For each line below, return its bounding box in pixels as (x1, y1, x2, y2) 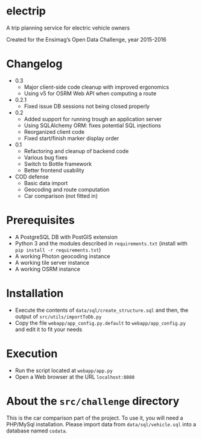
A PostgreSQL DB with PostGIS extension (14, 233, 118, 241)
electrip (6, 4, 46, 18)
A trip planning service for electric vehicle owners (6, 24, 130, 31)
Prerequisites (6, 213, 75, 227)
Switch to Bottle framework (24, 160, 92, 167)
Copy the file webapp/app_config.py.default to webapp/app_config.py (14, 319, 186, 326)
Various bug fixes (24, 154, 68, 161)
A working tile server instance (14, 259, 89, 266)
